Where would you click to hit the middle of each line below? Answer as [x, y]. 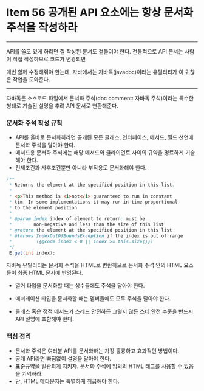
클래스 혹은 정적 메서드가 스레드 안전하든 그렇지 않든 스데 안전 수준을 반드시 [104, 311]
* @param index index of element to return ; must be [77, 219]
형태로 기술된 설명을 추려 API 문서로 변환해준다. [62, 106]
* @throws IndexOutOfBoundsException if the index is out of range [96, 236]
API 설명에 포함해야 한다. [44, 319]
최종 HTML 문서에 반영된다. [50, 273]
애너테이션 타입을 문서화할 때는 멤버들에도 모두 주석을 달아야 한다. [93, 299]
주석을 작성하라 [42, 28]
